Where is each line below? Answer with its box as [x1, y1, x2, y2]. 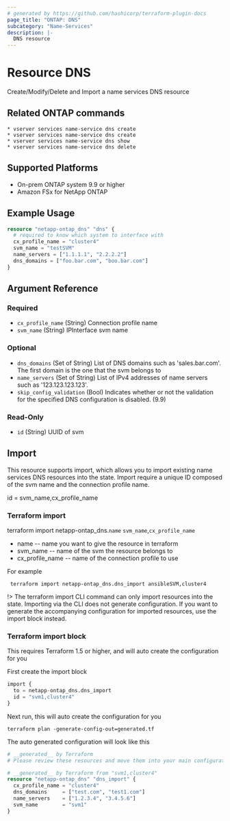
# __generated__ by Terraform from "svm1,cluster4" [7, 770, 157, 776]
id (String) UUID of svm [16, 427, 84, 435]
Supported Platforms [7, 162, 99, 174]
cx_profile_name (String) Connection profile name [16, 319, 158, 327]
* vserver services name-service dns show [7, 138, 130, 144]
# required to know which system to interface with [13, 232, 164, 239]
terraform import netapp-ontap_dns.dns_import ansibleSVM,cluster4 [10, 581, 207, 588]
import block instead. [7, 614, 67, 623]
